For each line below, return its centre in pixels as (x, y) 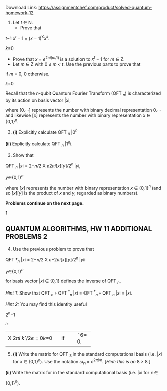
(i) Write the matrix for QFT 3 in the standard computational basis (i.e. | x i (87, 355)
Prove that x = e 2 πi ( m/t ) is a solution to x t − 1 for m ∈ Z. (68, 59)
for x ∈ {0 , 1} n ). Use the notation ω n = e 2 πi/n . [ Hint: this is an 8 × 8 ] (81, 362)
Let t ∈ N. (23, 22)
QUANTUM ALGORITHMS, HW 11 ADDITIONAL (79, 229)
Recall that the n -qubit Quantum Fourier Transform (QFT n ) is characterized (83, 94)
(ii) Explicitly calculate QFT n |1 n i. (39, 144)
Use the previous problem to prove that (53, 249)
